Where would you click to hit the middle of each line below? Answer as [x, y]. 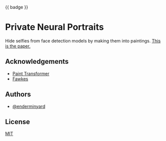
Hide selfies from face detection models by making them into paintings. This [83, 41]
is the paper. [18, 46]
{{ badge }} [17, 7]
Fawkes [20, 79]
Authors [18, 94]
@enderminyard [29, 106]
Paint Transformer [31, 73]
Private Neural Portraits [55, 27]
